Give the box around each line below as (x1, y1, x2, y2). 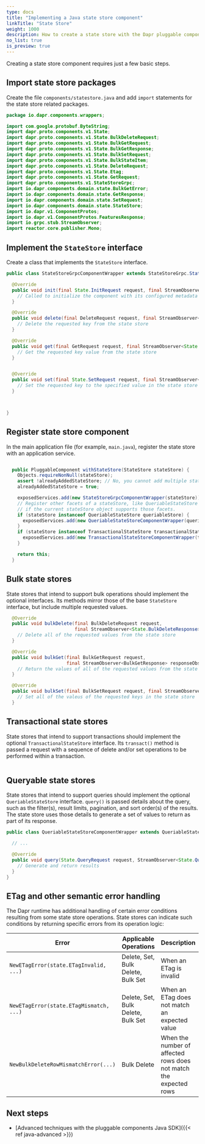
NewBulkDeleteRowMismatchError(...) (9, 1061, 116, 1068)
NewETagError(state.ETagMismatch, (9, 1002, 110, 1009)
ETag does (160, 993, 191, 1002)
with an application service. (6, 449, 76, 457)
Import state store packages (6, 78, 117, 88)
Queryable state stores (6, 775, 96, 786)
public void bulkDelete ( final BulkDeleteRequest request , (12, 621, 163, 627)
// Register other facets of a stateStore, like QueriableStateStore (17, 500, 198, 506)
